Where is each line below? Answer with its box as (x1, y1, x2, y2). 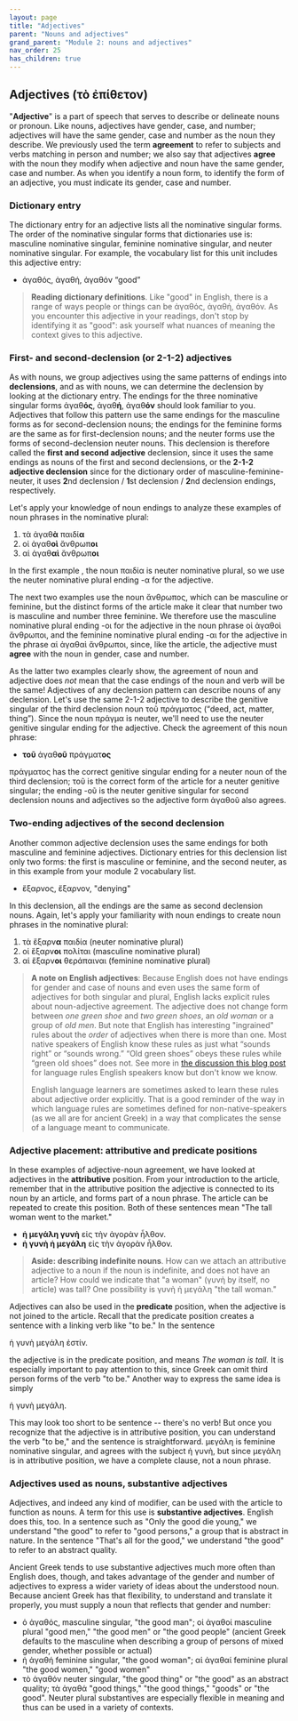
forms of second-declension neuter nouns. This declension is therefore (9, 438, 271, 449)
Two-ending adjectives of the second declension (9, 817, 224, 830)
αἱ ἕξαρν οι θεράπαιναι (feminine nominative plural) (21, 955, 211, 966)
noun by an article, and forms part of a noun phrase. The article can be (9, 1193, 269, 1203)
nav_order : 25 (9, 46, 62, 55)
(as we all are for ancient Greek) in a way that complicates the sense (30, 1113, 282, 1123)
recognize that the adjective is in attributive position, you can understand (9, 1427, 277, 1437)
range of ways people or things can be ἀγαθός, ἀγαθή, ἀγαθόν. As (30, 302, 278, 312)
